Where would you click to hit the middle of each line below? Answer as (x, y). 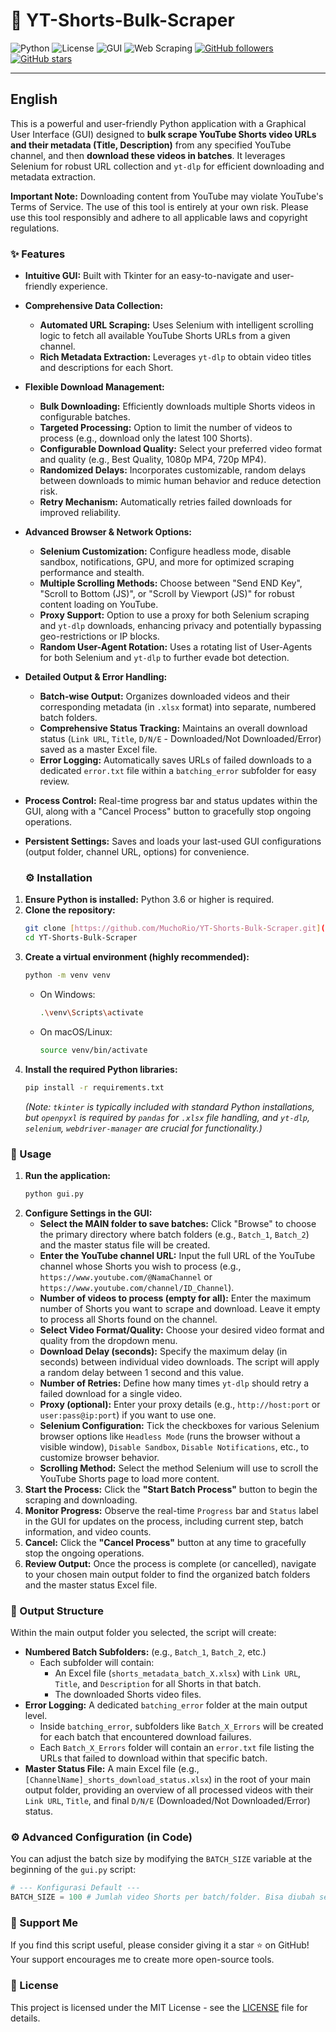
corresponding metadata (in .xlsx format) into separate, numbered (178, 707)
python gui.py (54, 1194)
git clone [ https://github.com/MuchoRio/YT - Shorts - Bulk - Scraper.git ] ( (175, 929)
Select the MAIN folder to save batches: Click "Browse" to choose (178, 1223)
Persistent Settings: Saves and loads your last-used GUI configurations (173, 841)
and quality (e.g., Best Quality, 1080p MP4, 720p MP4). (153, 460)
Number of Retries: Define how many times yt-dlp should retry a (174, 1383)
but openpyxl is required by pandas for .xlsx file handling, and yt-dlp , (167, 1117)
